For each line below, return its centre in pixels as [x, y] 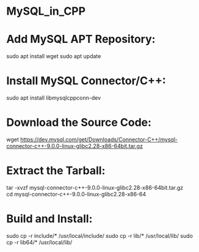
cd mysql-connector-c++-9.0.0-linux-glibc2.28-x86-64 [76, 194]
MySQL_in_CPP [46, 11]
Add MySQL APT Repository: [81, 39]
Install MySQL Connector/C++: [86, 81]
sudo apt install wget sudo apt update [54, 56]
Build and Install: [49, 219]
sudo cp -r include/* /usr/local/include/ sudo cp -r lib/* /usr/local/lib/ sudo [100, 235]
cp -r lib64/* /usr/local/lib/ [39, 242]
